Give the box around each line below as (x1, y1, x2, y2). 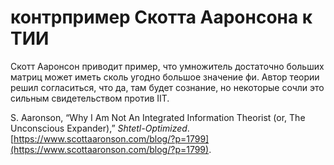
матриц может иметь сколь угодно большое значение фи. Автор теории (10, 71, 320, 83)
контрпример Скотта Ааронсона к (10, 6, 313, 29)
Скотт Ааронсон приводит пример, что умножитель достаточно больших (10, 60, 325, 72)
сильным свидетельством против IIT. (10, 92, 170, 104)
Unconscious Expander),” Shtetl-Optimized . (10, 122, 190, 134)
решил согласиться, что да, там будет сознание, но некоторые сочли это (10, 81, 325, 93)
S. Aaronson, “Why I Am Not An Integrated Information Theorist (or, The (10, 111, 306, 123)
